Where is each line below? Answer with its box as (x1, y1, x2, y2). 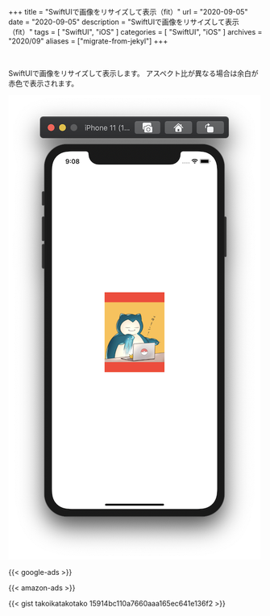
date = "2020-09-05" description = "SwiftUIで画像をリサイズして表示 (8, 17, 239, 27)
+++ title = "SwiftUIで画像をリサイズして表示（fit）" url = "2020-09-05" (8, 7, 248, 16)
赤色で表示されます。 (8, 79, 79, 88)
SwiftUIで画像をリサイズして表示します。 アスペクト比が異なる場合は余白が (8, 69, 260, 78)
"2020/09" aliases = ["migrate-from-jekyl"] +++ (8, 36, 168, 46)
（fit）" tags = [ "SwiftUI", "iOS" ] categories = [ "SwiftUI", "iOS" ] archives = (8, 27, 263, 36)
